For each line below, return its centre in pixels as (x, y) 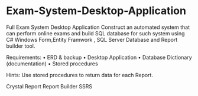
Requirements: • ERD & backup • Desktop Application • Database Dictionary (99, 57)
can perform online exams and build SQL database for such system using (95, 33)
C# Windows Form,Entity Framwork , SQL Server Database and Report (92, 39)
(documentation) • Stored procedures (52, 64)
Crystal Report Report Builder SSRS (49, 86)
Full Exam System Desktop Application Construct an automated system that (98, 27)
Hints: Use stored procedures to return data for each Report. (80, 75)
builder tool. (21, 46)
